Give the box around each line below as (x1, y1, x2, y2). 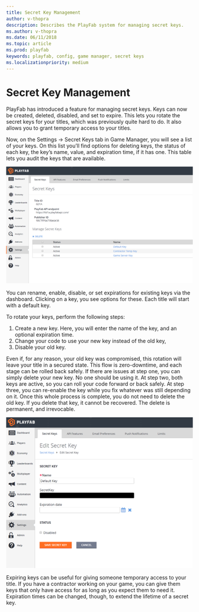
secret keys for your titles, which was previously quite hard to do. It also (6, 118, 182, 125)
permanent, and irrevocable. (6, 406, 76, 413)
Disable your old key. (14, 344, 66, 351)
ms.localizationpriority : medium (6, 59, 89, 65)
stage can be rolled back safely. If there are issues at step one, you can (6, 368, 181, 375)
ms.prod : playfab (6, 47, 49, 53)
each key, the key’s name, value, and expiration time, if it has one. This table (6, 148, 192, 155)
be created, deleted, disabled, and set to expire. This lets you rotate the (6, 111, 181, 118)
